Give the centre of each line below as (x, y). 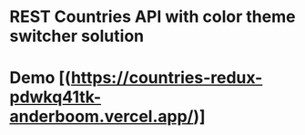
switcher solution (76, 36)
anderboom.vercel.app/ (102, 117)
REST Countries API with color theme (152, 17)
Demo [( (40, 78)
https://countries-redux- (167, 78)
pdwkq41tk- (56, 97)
